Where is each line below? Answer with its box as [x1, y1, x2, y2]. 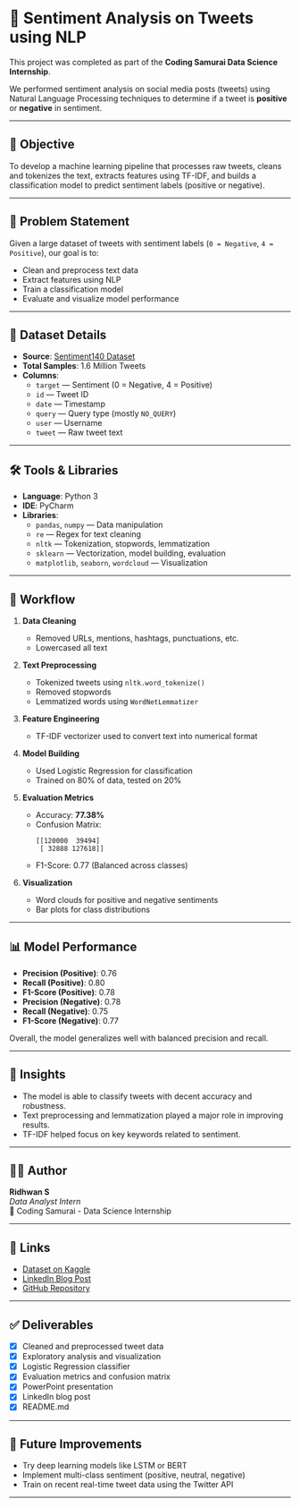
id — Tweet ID [35, 389, 89, 400]
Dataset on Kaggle [21, 1264, 91, 1274]
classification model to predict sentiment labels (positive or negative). [9, 179, 265, 191]
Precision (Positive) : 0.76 [21, 967, 118, 978]
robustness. [21, 1100, 67, 1111]
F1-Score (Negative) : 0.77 [21, 1015, 119, 1026]
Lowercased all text [35, 643, 108, 652]
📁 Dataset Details [9, 327, 107, 343]
